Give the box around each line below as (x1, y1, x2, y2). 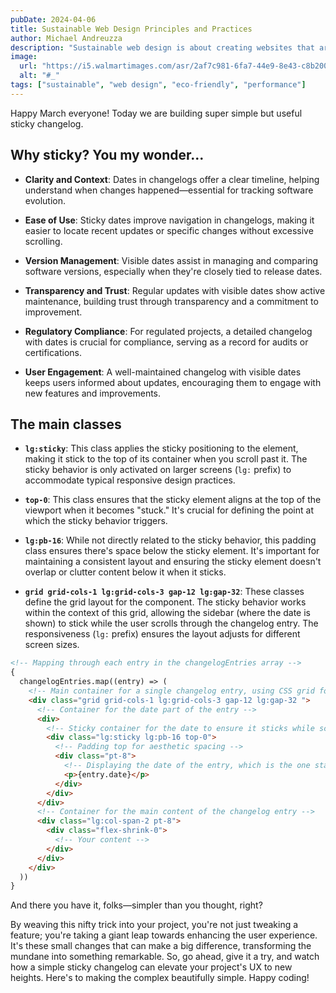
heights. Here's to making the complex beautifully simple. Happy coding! (10, 972, 310, 984)
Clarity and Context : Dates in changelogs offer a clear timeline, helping (24, 173, 320, 185)
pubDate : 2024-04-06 (10, 14, 97, 25)
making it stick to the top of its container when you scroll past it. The (24, 453, 308, 465)
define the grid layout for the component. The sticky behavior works (24, 596, 307, 608)
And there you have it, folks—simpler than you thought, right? (10, 899, 263, 911)
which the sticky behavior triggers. (24, 515, 168, 527)
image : (10, 52, 38, 62)
